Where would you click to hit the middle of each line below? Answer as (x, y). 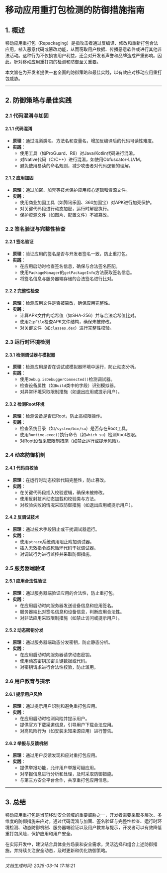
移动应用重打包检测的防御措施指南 (75, 10)
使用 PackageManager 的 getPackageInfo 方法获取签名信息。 (77, 272)
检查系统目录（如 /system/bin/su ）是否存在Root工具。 (75, 428)
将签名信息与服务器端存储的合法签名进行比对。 (68, 278)
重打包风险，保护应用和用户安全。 (40, 834)
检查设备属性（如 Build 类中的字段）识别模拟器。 (69, 385)
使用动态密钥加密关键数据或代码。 (55, 661)
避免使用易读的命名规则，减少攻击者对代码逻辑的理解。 (76, 165)
